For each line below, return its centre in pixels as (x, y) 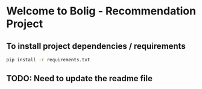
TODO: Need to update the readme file (79, 78)
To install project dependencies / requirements (96, 46)
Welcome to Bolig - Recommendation (101, 11)
